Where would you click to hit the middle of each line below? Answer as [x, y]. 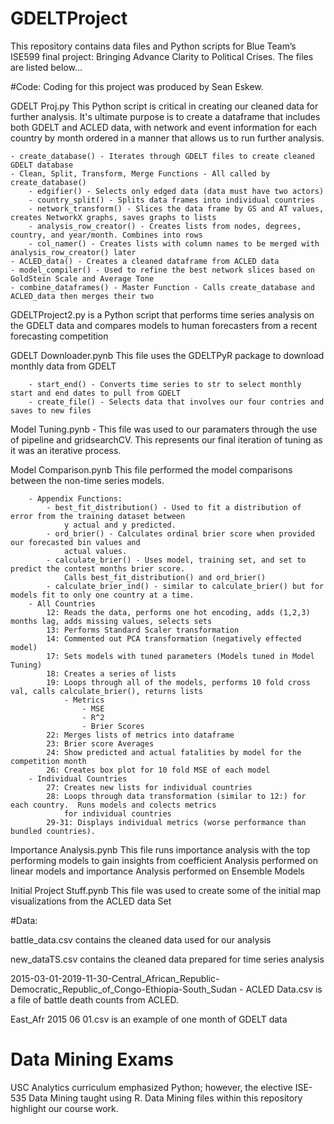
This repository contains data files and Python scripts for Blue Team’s [153, 46]
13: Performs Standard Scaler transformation [143, 630]
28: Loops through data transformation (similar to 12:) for [176, 796]
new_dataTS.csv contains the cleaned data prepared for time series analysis [167, 959]
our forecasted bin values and [75, 542]
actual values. [95, 551]
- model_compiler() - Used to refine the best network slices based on [162, 270]
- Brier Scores [113, 726]
